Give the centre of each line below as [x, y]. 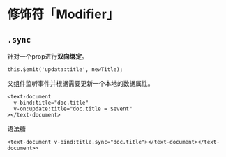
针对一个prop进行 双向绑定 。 [48, 56]
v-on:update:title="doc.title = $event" [73, 109]
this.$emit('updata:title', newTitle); [65, 70]
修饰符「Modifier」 [63, 14]
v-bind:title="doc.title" [51, 103]
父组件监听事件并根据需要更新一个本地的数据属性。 [81, 83]
